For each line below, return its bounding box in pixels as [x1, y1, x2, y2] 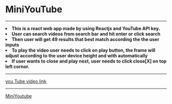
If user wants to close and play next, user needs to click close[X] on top [12, 58, 167, 64]
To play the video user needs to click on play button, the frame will [12, 47, 156, 53]
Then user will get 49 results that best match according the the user [12, 36, 160, 42]
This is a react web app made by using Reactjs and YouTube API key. [12, 25, 160, 31]
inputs [5, 41, 19, 48]
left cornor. [5, 63, 30, 70]
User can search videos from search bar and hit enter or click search [12, 31, 161, 37]
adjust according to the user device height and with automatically [5, 52, 148, 58]
